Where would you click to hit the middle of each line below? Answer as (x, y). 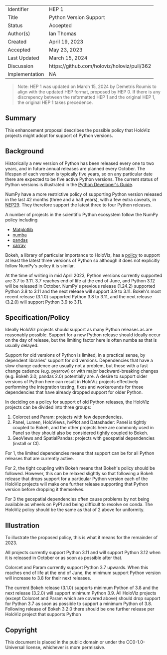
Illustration (22, 525)
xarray (19, 245)
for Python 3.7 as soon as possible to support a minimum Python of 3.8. (79, 604)
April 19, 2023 (66, 42)
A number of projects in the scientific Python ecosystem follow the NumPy (82, 214)
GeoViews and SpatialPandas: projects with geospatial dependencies (83, 438)
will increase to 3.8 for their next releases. (48, 578)
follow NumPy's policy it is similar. (40, 266)
